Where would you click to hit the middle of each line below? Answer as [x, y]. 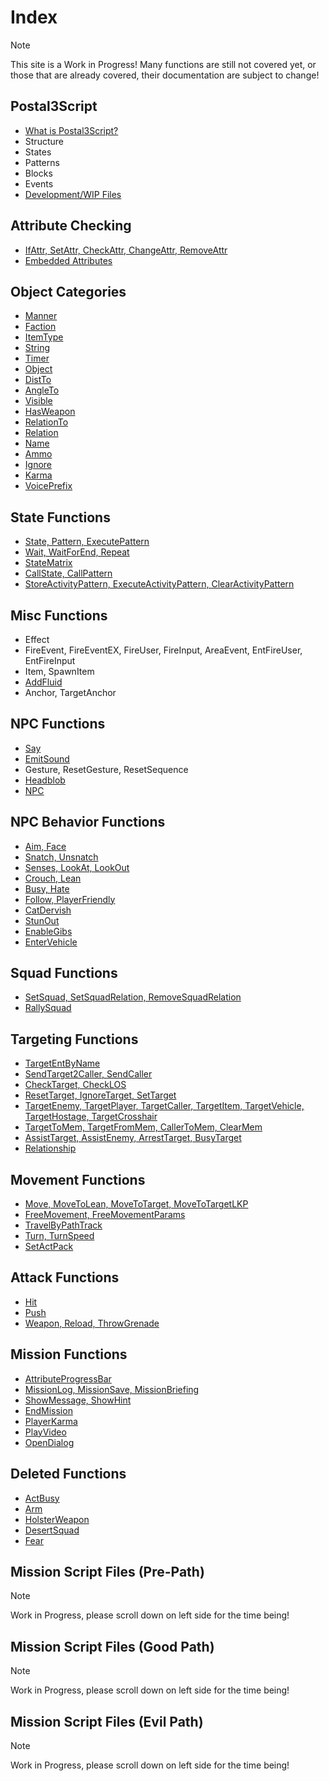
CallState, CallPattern [68, 573]
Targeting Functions [74, 1039]
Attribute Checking [71, 226]
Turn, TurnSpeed [59, 1236]
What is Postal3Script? [71, 130]
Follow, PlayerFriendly [70, 899]
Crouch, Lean [53, 878]
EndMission [48, 1410]
